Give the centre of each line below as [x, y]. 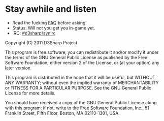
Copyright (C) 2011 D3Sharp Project [41, 42]
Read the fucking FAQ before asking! [49, 23]
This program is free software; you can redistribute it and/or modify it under [82, 52]
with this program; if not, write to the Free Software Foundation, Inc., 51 [77, 108]
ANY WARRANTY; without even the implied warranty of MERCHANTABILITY [82, 83]
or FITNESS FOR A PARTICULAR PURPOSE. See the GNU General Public [78, 88]
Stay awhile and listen [51, 9]
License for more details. [30, 93]
